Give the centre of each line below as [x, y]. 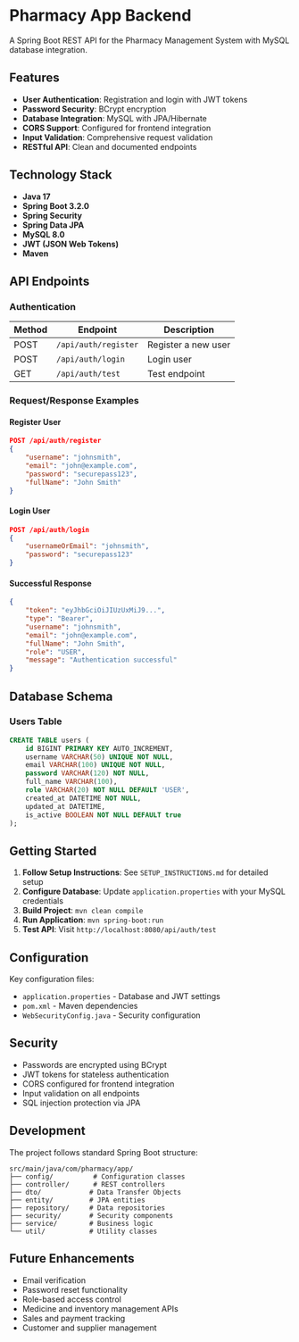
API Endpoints [50, 281]
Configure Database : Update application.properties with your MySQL [154, 892]
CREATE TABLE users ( [50, 740]
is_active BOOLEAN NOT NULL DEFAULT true [103, 815]
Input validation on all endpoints [81, 1093]
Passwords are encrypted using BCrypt [95, 1064]
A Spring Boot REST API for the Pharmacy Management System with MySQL [149, 40]
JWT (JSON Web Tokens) [70, 244]
